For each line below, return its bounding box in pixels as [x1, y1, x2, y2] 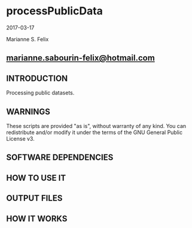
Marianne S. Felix [6, 35, 49, 42]
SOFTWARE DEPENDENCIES [6, 153, 114, 163]
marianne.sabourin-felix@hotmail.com [6, 53, 156, 63]
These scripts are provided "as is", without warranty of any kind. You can [6, 122, 187, 129]
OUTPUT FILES [6, 193, 63, 203]
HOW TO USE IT [6, 172, 66, 183]
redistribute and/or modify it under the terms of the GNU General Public [6, 129, 183, 136]
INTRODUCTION [6, 73, 68, 83]
